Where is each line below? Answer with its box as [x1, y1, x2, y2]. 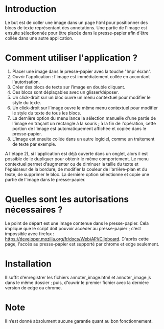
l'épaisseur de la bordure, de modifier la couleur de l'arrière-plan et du [5, 166, 147, 172]
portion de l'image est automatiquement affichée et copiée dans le [12, 126, 147, 132]
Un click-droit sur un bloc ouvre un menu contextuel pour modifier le [12, 94, 151, 100]
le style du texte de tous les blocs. [12, 110, 82, 116]
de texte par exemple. [12, 141, 56, 147]
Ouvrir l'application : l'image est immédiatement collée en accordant [12, 73, 150, 79]
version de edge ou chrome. [5, 285, 62, 290]
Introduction [5, 3, 57, 15]
